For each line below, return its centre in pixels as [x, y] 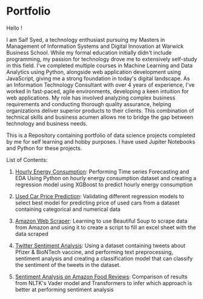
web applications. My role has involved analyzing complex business [91, 98]
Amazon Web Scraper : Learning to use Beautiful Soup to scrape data [101, 221]
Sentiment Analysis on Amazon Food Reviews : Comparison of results [101, 277]
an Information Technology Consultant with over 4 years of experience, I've [101, 85]
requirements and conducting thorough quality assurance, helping [89, 104]
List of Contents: [27, 160]
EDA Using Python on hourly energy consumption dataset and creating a [106, 178]
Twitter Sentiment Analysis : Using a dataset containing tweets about [100, 245]
